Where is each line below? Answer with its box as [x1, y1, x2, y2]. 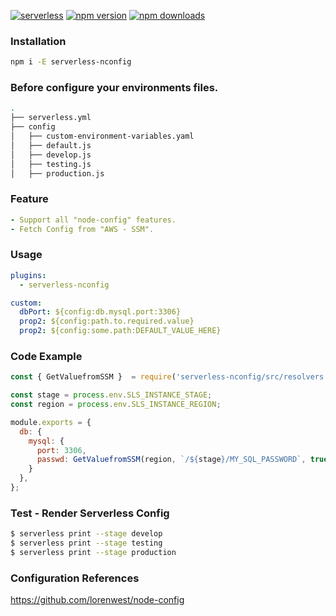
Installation [10, 34, 67, 48]
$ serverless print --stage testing [10, 538, 163, 549]
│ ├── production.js [10, 168, 105, 179]
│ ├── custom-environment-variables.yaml [10, 131, 195, 142]
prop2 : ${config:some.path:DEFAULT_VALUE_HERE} [19, 326, 222, 336]
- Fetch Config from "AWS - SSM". [10, 224, 155, 234]
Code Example [10, 349, 83, 363]
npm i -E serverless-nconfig [10, 57, 132, 67]
